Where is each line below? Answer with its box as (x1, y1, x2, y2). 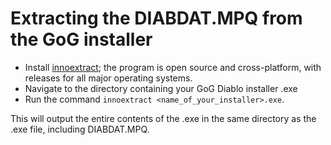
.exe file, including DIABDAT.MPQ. (10, 123, 150, 135)
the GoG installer (10, 28, 153, 51)
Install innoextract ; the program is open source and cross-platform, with (24, 61, 322, 73)
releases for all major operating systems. (24, 72, 193, 84)
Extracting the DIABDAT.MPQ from (10, 7, 303, 30)
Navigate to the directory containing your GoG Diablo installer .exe (24, 82, 298, 94)
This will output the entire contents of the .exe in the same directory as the (10, 112, 317, 124)
